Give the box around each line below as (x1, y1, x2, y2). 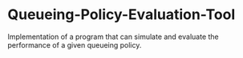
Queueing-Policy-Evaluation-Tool (7, 6, 236, 24)
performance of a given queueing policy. (7, 40, 142, 49)
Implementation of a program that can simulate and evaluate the (7, 32, 220, 41)
